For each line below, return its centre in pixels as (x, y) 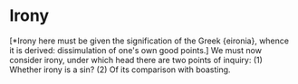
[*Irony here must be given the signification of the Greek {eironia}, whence (149, 41)
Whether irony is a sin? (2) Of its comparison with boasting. (120, 70)
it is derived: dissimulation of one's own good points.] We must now (136, 50)
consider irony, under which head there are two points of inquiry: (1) (136, 60)
